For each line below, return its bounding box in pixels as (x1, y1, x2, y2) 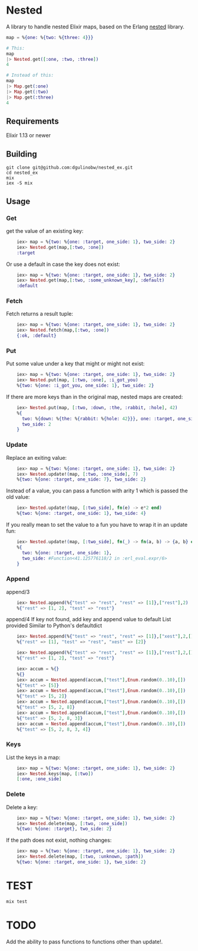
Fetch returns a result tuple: (6, 310, 74, 317)
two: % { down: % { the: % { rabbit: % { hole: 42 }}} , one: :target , (21, 416, 176, 421)
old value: (6, 494, 30, 501)
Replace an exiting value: (6, 454, 67, 461)
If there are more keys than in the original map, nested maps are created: (6, 393, 183, 400)
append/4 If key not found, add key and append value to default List (6, 616, 171, 623)
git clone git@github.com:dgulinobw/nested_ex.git (6, 165, 133, 171)
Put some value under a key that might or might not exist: (6, 360, 145, 367)
